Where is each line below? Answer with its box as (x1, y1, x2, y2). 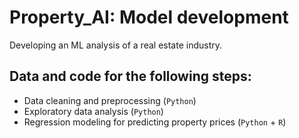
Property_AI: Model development (9, 6, 289, 29)
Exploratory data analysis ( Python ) (23, 105, 164, 117)
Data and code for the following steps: (9, 68, 252, 85)
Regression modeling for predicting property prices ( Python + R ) (23, 116, 287, 128)
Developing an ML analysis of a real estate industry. (9, 39, 222, 51)
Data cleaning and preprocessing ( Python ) (23, 94, 197, 106)
